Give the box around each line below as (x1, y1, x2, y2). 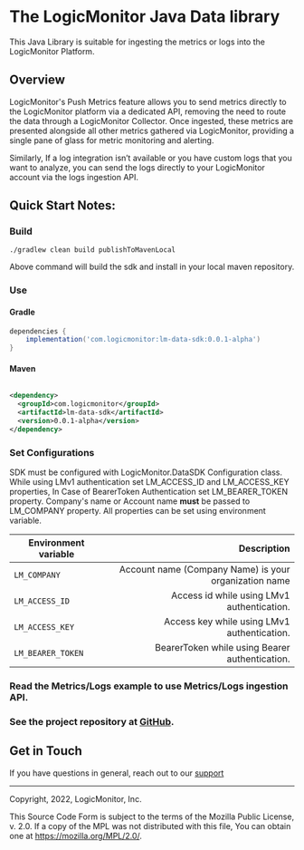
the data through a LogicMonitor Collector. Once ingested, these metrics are (9, 115, 294, 126)
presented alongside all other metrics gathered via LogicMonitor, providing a (9, 125, 295, 136)
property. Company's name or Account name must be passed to (9, 496, 251, 507)
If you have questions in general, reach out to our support (9, 768, 224, 778)
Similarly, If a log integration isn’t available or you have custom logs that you (9, 152, 292, 163)
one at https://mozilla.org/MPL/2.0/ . (9, 830, 143, 841)
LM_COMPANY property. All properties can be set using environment (9, 506, 267, 517)
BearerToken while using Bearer (155, 642, 290, 654)
